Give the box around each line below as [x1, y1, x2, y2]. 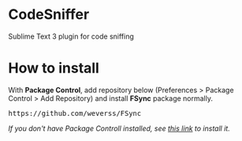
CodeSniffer [8, 6, 90, 24]
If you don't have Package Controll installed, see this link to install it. [8, 124, 230, 133]
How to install [8, 59, 100, 77]
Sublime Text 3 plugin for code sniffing [8, 32, 134, 41]
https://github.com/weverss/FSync [8, 109, 142, 117]
